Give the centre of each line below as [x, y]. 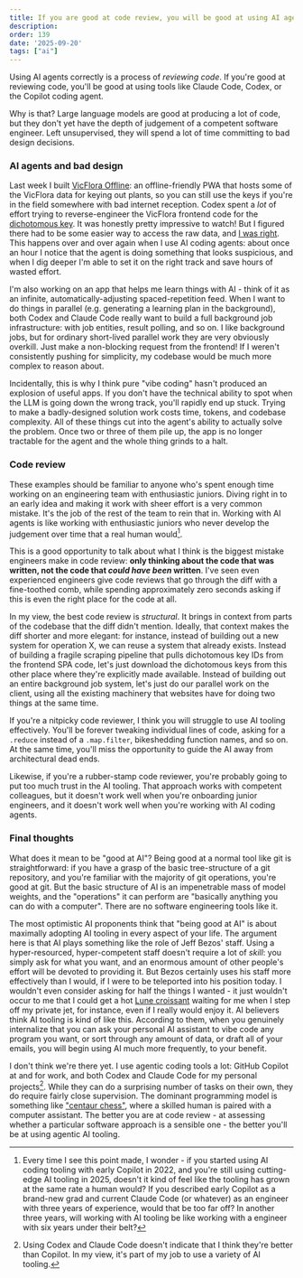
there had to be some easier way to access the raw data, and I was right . [144, 233]
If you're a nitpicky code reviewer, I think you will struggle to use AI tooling [147, 721]
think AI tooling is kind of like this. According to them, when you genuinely [147, 1019]
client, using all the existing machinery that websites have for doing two [142, 694]
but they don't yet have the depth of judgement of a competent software [144, 124]
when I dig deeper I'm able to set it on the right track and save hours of [141, 262]
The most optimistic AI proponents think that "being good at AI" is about [143, 923]
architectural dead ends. [55, 759]
